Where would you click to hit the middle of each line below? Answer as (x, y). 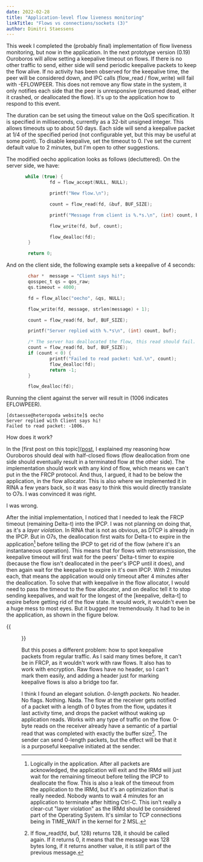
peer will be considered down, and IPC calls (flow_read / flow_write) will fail (100, 78)
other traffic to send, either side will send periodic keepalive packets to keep (101, 65)
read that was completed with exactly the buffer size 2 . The (94, 733)
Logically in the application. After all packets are (90, 763)
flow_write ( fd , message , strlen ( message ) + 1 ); (89, 309)
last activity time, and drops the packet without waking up (93, 713)
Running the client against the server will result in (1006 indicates (87, 398)
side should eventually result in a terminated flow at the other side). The (96, 462)
